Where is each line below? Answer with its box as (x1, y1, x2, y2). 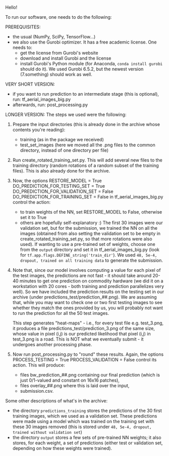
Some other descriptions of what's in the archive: (5, 398, 107, 404)
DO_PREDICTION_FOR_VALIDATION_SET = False (12, 188, 114, 194)
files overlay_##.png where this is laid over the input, (20, 383, 130, 389)
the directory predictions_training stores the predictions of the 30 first (12, 407, 162, 413)
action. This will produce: (12, 362, 65, 368)
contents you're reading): (12, 127, 66, 133)
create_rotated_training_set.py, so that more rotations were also (20, 236, 152, 242)
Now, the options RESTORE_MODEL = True (12, 178, 102, 184)
